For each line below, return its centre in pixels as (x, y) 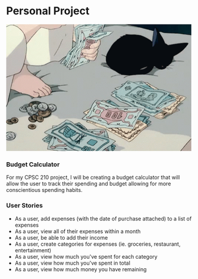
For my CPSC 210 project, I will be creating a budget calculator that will (93, 178)
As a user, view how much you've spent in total (73, 263)
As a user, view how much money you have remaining (81, 269)
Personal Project (48, 11)
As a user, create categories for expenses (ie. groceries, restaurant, (98, 244)
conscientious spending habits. (44, 190)
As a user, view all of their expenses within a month (78, 231)
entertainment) (33, 250)
